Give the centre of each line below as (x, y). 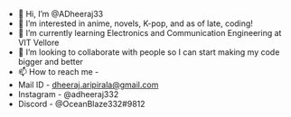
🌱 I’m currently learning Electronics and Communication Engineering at (150, 33)
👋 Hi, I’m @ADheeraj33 (61, 14)
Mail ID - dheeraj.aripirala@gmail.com (88, 85)
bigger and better (51, 62)
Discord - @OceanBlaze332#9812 (82, 104)
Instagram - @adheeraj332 (68, 94)
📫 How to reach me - (58, 72)
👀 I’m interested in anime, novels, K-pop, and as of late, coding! (135, 23)
